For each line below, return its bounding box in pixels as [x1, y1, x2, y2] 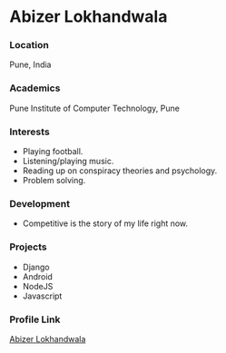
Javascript [22, 290, 63, 301]
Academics [9, 82, 61, 94]
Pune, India [9, 59, 52, 70]
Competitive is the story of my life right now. [22, 218, 189, 229]
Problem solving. [22, 175, 86, 186]
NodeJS [22, 280, 54, 291]
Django [22, 261, 50, 272]
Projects [9, 240, 47, 253]
